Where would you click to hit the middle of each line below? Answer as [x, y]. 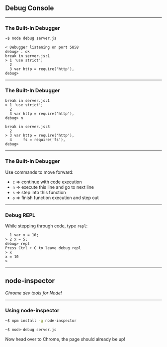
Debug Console [30, 8]
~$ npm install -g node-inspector [41, 320]
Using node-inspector [32, 310]
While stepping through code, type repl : [46, 226]
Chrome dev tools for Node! [34, 293]
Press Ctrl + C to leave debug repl [43, 248]
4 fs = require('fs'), [38, 140]
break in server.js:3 [28, 127]
